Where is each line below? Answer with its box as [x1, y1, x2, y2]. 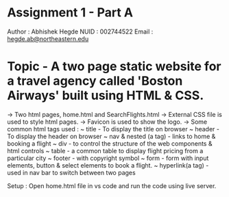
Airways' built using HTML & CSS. [7, 88, 204, 103]
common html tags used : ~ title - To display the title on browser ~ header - [7, 124, 219, 133]
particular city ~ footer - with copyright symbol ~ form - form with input [7, 154, 209, 162]
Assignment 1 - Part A [7, 5, 134, 21]
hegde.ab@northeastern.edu [7, 34, 89, 42]
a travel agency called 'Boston [7, 73, 183, 89]
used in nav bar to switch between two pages [7, 168, 136, 176]
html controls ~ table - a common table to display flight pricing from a [7, 146, 204, 155]
